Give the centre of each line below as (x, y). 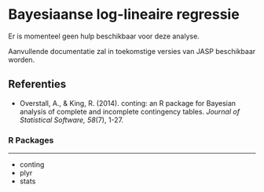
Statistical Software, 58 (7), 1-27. (71, 120)
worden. (22, 60)
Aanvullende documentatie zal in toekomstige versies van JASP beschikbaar (132, 51)
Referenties (37, 84)
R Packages (31, 140)
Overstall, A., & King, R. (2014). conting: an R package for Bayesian (128, 103)
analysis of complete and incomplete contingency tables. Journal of (130, 111)
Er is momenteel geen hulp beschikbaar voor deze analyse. (104, 36)
